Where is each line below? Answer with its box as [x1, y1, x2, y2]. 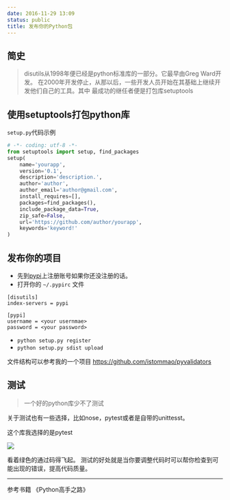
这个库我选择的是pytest [7, 428, 73, 436]
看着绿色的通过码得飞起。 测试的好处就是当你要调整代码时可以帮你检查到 [7, 455, 213, 464]
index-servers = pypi [7, 299, 69, 306]
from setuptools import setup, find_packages [7, 148, 139, 155]
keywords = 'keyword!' [19, 225, 78, 232]
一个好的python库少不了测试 [23, 399, 104, 407]
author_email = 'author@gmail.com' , [19, 187, 118, 194]
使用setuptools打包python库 [7, 109, 130, 120]
